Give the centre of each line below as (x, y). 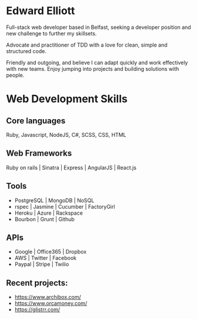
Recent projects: (37, 283)
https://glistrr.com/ (37, 310)
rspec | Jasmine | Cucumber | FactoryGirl (65, 206)
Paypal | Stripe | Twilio (42, 264)
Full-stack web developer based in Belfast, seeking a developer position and (98, 27)
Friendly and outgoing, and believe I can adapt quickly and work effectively (97, 63)
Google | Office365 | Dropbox (51, 252)
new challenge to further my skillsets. (51, 33)
